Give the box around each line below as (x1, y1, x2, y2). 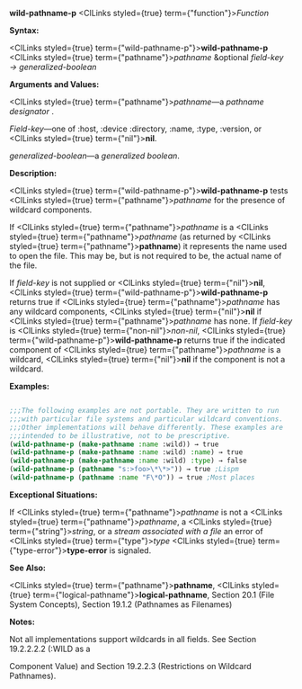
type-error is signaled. (67, 544, 152, 556)
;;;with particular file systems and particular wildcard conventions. (9, 414, 283, 424)
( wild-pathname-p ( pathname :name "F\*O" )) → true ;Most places (9, 473, 255, 482)
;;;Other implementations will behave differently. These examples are (9, 423, 283, 432)
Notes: (9, 616, 36, 627)
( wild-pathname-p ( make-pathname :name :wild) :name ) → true (9, 448, 244, 457)
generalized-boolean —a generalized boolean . (9, 150, 180, 161)
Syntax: (9, 25, 40, 35)
